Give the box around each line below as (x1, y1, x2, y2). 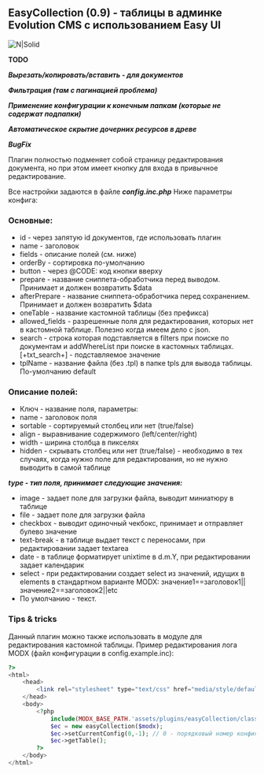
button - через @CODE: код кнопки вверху (19, 266, 163, 276)
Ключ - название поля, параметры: (19, 404, 139, 414)
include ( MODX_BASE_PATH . (49, 715, 132, 723)
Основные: (8, 214, 53, 225)
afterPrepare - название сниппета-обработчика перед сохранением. (19, 292, 251, 301)
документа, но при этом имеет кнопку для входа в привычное (8, 163, 218, 173)
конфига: (8, 195, 38, 204)
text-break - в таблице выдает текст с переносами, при (19, 535, 206, 545)
